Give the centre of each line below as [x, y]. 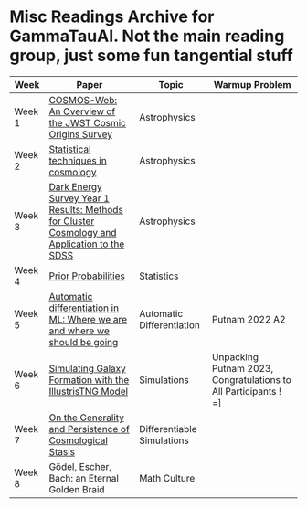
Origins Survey [80, 134]
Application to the [87, 244]
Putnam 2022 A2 [249, 319]
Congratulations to [252, 379]
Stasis [62, 451]
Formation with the [89, 379]
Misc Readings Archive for [112, 17]
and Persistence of [89, 429]
